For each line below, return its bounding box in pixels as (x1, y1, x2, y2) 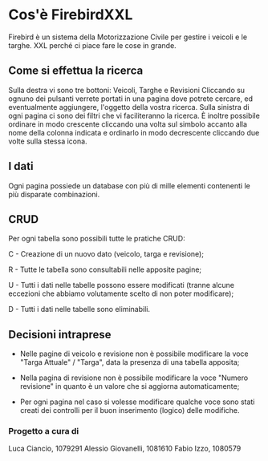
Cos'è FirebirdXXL (8, 6, 133, 24)
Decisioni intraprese (8, 327, 112, 342)
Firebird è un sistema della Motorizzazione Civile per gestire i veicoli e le (8, 32, 247, 42)
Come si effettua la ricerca (8, 64, 144, 78)
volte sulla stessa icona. (8, 136, 87, 146)
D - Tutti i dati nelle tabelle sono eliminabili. (8, 305, 151, 314)
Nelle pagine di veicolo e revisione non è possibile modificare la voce (19, 349, 249, 358)
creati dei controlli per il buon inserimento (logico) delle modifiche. (19, 406, 240, 415)
